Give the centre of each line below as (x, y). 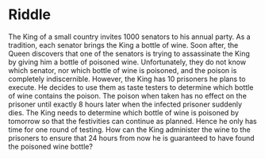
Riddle (30, 15)
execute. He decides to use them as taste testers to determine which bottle (131, 87)
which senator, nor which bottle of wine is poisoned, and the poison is (123, 70)
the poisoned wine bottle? (51, 146)
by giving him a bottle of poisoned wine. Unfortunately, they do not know (127, 62)
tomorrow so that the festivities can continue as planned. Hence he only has (133, 121)
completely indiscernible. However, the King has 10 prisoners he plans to (127, 79)
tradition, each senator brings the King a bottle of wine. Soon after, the (123, 45)
